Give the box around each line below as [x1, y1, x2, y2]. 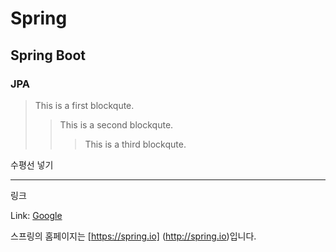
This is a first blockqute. [34, 99, 135, 111]
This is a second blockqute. [59, 118, 174, 131]
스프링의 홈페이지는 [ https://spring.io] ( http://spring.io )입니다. [10, 230, 257, 242]
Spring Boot [10, 47, 86, 64]
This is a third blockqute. [84, 138, 187, 150]
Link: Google [10, 209, 63, 221]
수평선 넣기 [10, 158, 54, 171]
